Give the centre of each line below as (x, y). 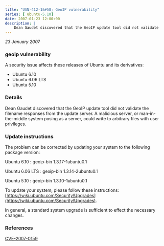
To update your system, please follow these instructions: (62, 190)
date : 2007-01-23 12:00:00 (33, 19)
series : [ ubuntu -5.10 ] (29, 14)
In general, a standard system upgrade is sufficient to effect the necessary (80, 210)
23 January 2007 (23, 42)
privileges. (16, 124)
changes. (14, 215)
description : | (21, 23)
